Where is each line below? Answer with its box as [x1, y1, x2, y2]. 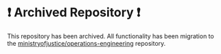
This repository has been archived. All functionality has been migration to [7, 31, 214, 40]
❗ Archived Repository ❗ [7, 5, 141, 21]
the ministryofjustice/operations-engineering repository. [7, 39, 166, 47]
